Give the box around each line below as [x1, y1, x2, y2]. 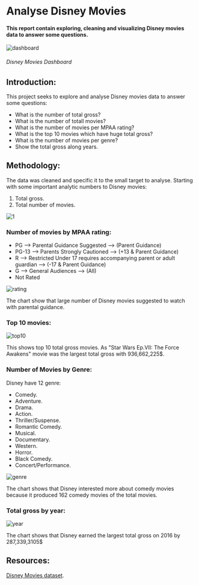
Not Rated [14, 273, 40, 281]
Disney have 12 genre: [6, 379, 61, 386]
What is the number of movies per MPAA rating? [14, 124, 135, 131]
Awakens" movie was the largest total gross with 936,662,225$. [6, 350, 165, 357]
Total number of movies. [14, 201, 76, 208]
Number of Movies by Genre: [6, 365, 93, 374]
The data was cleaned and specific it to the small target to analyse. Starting [6, 176, 194, 184]
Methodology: [6, 161, 61, 171]
